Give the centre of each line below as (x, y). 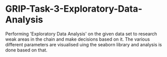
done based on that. (26, 50)
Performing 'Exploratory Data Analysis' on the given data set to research (81, 34)
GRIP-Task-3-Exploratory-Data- (74, 9)
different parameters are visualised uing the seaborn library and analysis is (83, 44)
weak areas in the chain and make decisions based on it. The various (78, 39)
